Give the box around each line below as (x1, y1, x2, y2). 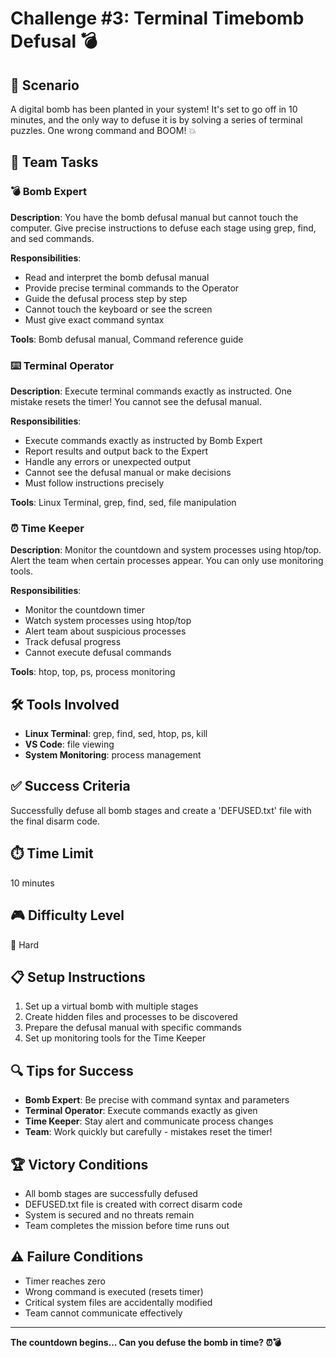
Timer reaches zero (24, 1275, 106, 1287)
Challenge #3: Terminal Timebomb (10, 7, 305, 30)
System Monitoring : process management (24, 749, 202, 761)
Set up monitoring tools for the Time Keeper (24, 1032, 207, 1044)
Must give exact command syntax (24, 313, 165, 326)
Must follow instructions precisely (24, 477, 165, 489)
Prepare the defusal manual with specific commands (24, 1022, 242, 1034)
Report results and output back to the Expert (24, 445, 209, 457)
